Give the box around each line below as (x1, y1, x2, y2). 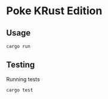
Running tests (6, 75, 40, 82)
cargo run (6, 43, 31, 49)
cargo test (6, 87, 33, 93)
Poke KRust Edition (6, 4, 103, 18)
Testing (6, 60, 35, 70)
